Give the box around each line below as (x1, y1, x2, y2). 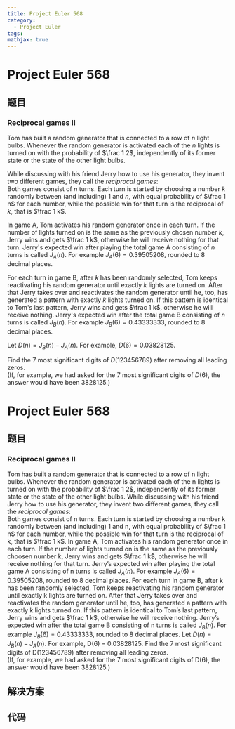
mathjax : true (7, 37, 49, 44)
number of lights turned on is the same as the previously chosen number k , (7, 228, 224, 236)
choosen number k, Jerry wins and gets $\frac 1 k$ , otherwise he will (7, 552, 208, 560)
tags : (7, 29, 23, 37)
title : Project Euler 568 (7, 10, 83, 18)
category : (7, 17, 36, 24)
